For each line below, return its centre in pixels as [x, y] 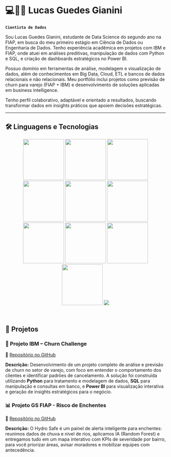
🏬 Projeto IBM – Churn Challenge [46, 344]
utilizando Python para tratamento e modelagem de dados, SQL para [78, 381]
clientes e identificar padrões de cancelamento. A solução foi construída [81, 375]
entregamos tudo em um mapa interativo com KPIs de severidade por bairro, [85, 439]
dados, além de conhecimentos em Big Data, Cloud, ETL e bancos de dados [85, 74]
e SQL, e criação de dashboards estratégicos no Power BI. [67, 58]
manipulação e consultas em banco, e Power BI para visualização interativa [84, 387]
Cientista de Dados [26, 27]
